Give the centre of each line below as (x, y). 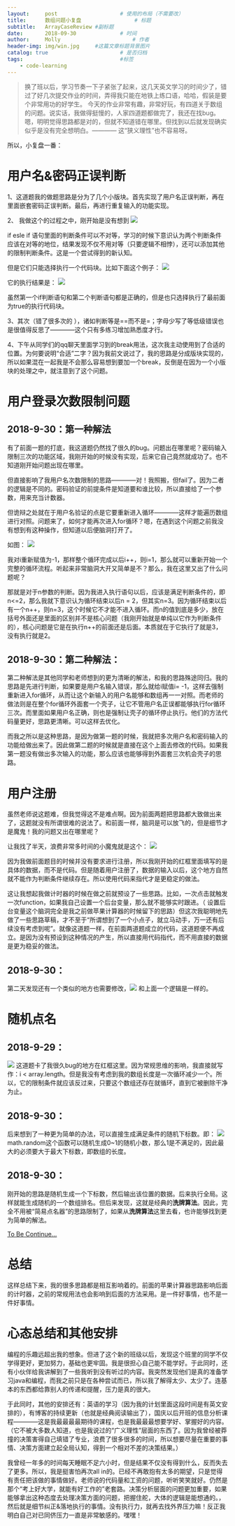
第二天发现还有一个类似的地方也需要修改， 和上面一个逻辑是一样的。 (109, 989)
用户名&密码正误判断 (66, 176)
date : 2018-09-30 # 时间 (72, 33)
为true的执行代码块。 (38, 306)
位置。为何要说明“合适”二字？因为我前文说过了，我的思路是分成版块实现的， (117, 353)
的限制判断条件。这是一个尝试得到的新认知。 (72, 252)
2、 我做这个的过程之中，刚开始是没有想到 (68, 220)
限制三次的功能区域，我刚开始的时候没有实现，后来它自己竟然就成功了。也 (114, 456)
